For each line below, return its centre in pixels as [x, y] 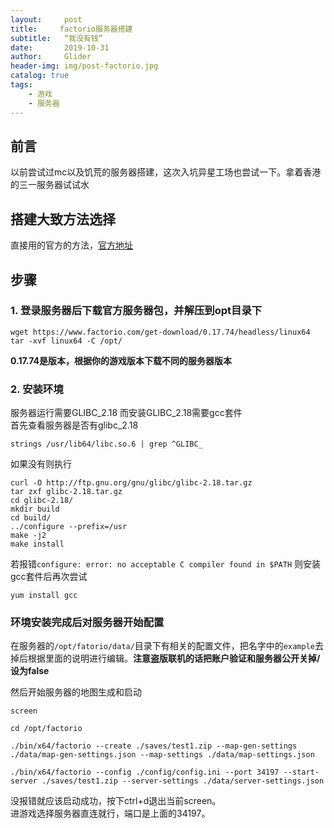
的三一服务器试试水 [50, 185]
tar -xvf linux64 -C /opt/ [66, 341]
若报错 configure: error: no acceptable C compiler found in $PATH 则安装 [165, 564]
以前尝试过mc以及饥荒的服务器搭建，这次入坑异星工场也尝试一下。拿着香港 [166, 172]
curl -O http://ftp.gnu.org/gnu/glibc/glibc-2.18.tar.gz [131, 483]
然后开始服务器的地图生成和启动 [76, 692]
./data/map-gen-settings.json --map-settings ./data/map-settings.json [162, 755]
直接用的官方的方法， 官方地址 [71, 245]
